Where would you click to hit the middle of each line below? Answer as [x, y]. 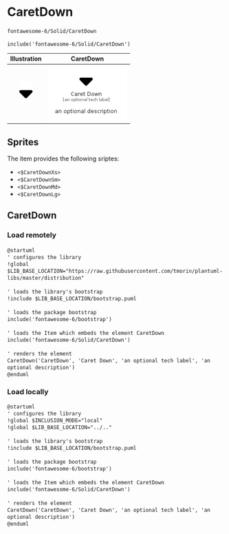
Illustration [26, 59]
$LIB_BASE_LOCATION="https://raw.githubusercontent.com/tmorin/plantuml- [115, 271]
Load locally [28, 391]
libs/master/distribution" [46, 278]
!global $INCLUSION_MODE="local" [55, 420]
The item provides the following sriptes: [63, 158]
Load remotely [32, 235]
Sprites [23, 142]
